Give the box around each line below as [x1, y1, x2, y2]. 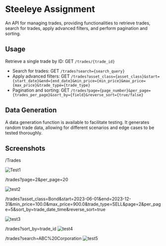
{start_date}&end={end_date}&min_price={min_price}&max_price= [12, 78, 146, 83]
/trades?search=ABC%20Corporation [5, 236, 82, 242]
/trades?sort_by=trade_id [5, 226, 56, 232]
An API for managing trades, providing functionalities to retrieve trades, [5, 20, 151, 26]
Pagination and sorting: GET [12, 87, 70, 93]
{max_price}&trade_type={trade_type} [12, 83, 91, 88]
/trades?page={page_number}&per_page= [70, 88, 151, 93]
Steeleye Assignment [5, 3, 95, 15]
